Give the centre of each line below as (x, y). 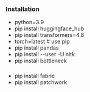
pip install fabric (35, 76)
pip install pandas (36, 48)
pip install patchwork (41, 82)
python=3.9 (29, 22)
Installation (23, 9)
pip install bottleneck (41, 61)
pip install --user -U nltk (45, 54)
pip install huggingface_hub (49, 28)
